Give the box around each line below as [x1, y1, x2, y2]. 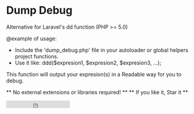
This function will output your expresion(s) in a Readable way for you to [6, 70, 182, 78]
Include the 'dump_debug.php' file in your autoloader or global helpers [14, 46, 189, 54]
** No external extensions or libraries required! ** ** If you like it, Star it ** [6, 88, 188, 95]
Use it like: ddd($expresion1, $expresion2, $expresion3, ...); [14, 59, 162, 66]
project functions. [14, 53, 58, 60]
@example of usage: [6, 35, 57, 42]
